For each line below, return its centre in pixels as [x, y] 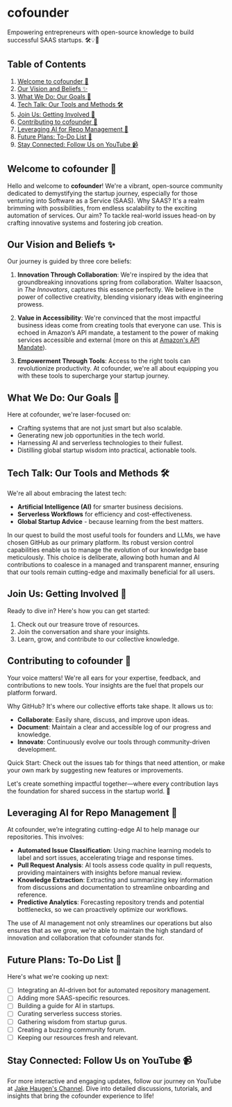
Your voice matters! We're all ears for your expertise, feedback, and [104, 678]
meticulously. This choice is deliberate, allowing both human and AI [103, 557]
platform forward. [32, 692]
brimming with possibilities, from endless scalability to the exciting [102, 208]
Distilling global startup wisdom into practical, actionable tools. [107, 450]
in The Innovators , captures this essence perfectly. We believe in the [115, 290]
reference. [32, 895]
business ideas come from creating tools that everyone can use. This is [119, 325]
